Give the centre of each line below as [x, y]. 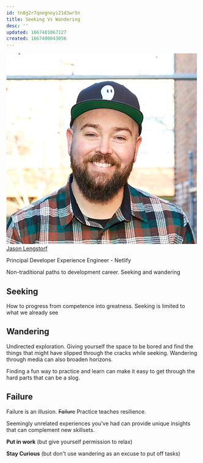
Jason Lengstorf [27, 249]
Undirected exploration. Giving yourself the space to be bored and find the [100, 346]
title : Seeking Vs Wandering [43, 19]
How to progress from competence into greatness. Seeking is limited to [96, 306]
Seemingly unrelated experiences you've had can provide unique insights [98, 423]
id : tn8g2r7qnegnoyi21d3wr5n [43, 13]
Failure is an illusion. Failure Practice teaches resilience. [76, 411]
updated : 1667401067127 [37, 32]
